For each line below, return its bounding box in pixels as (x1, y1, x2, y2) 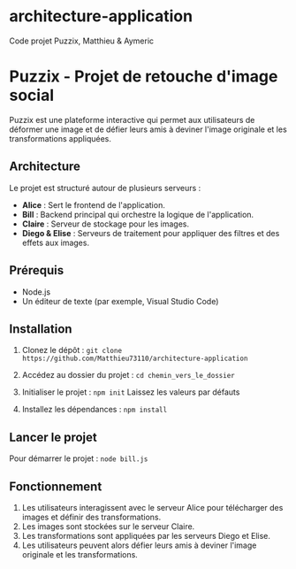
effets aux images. (21, 237, 90, 248)
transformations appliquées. (9, 133, 112, 143)
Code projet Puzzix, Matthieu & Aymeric (9, 35, 155, 46)
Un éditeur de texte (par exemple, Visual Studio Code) (21, 296, 219, 306)
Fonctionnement (9, 479, 102, 494)
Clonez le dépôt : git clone (21, 345, 122, 356)
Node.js (21, 286, 51, 297)
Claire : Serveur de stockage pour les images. (21, 219, 190, 229)
